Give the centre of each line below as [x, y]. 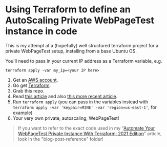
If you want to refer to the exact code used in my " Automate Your [86, 128]
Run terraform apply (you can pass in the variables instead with [80, 102]
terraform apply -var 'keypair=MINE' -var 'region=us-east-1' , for [85, 107]
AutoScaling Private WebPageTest [80, 20]
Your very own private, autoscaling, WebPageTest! [66, 118]
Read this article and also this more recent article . [65, 96]
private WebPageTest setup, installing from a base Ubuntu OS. [71, 51]
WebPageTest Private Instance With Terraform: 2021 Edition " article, [90, 133]
